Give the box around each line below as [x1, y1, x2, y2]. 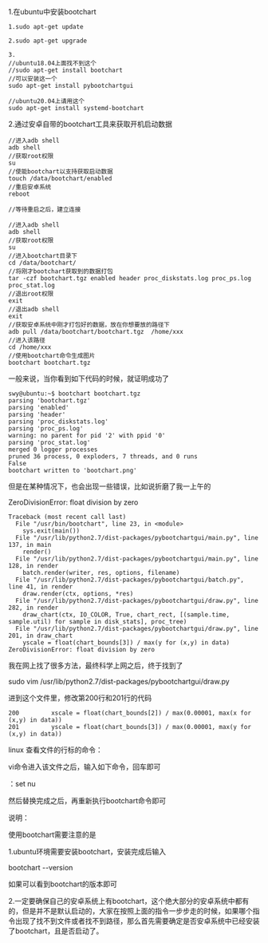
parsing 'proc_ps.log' [8, 425, 84, 433]
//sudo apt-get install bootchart [8, 66, 124, 74]
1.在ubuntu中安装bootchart [8, 7, 97, 16]
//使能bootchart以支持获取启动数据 [8, 168, 113, 176]
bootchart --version [8, 863, 73, 872]
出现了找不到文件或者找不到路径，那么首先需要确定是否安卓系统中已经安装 [14, 917, 260, 925]
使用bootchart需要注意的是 [8, 830, 97, 839]
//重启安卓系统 [8, 183, 52, 191]
